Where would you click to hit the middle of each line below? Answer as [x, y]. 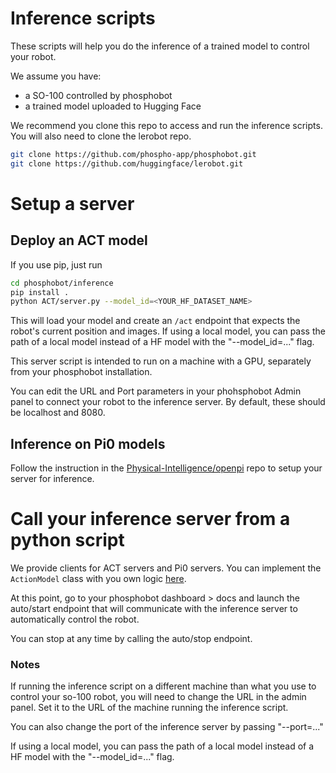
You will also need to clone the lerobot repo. [101, 136]
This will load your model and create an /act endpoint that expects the [155, 321]
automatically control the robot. [75, 619]
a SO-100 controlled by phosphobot [98, 95]
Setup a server [72, 203]
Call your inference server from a [150, 519]
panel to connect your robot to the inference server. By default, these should [168, 402]
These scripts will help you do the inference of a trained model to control [160, 46]
